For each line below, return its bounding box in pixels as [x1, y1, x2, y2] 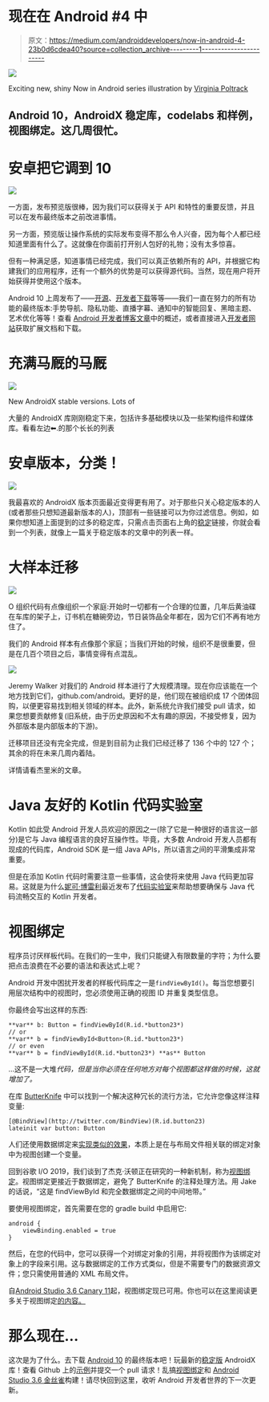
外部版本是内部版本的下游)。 [8, 721, 102, 731]
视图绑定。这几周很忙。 [8, 124, 124, 137]
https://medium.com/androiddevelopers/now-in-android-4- [49, 35, 246, 45]
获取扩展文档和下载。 [15, 323, 86, 333]
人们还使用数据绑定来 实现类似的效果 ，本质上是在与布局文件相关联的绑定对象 [8, 1139, 261, 1148]
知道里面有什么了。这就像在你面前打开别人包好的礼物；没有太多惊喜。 [8, 239, 240, 249]
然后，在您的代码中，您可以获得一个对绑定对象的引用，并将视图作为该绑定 [8, 1249, 254, 1258]
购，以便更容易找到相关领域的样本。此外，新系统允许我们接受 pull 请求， [8, 701, 249, 711]
